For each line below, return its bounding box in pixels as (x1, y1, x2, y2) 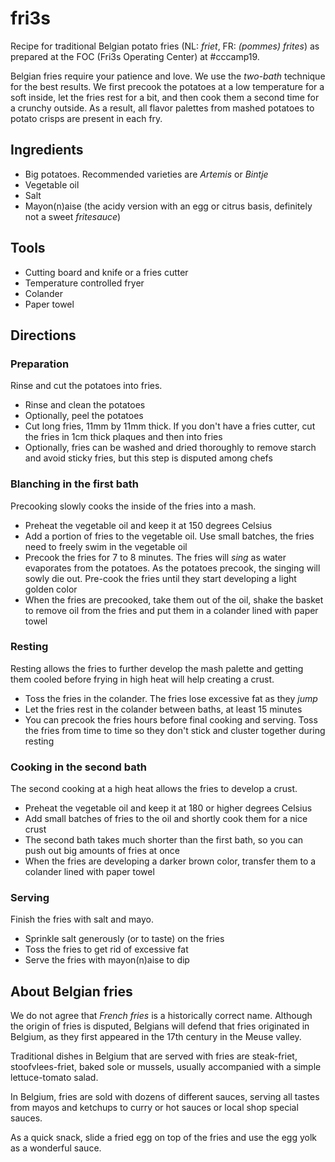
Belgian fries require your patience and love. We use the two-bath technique (10, 70, 326, 82)
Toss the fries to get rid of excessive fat (24, 943, 189, 956)
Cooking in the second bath (10, 760, 147, 774)
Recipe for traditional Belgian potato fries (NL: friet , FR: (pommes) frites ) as (10, 40, 320, 52)
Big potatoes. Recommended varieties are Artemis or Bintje (24, 168, 269, 180)
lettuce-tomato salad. (10, 1072, 99, 1084)
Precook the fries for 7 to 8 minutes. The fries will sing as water (24, 551, 287, 563)
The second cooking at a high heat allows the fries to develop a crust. (10, 783, 298, 795)
